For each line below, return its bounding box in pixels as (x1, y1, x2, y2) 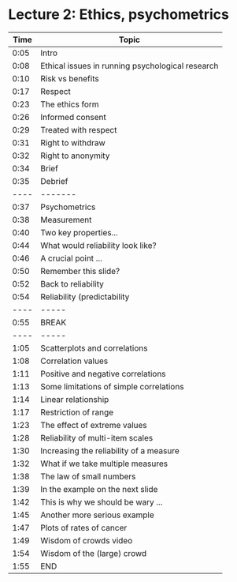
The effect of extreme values (40, 419, 147, 430)
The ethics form (40, 99, 100, 110)
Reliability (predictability (40, 291, 130, 302)
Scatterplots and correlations (40, 342, 148, 353)
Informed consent (40, 111, 106, 122)
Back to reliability (40, 278, 104, 289)
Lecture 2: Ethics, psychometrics (8, 6, 230, 24)
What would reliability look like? (40, 239, 157, 250)
